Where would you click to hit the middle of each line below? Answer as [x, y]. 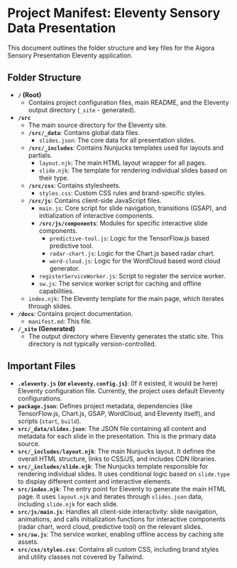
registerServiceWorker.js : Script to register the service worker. [132, 275]
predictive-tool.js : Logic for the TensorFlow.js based [129, 238]
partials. [40, 155]
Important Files [42, 366]
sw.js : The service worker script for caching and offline [120, 283]
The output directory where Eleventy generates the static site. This [126, 336]
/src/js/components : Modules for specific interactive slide [123, 223]
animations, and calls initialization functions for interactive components [121, 519]
